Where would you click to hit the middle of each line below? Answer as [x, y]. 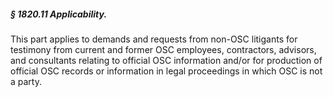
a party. [26, 81]
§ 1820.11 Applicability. [59, 14]
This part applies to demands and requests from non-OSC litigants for [154, 39]
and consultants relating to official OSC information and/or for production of [166, 60]
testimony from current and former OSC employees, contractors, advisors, [163, 49]
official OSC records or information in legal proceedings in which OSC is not [166, 71]
